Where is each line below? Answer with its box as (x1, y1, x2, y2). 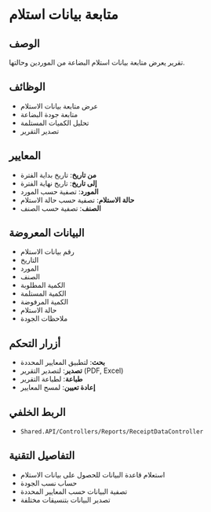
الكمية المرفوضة (20, 297, 69, 307)
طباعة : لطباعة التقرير (20, 374, 83, 384)
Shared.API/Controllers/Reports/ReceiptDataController (20, 428, 204, 436)
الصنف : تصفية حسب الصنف (20, 203, 101, 213)
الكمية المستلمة (20, 289, 67, 298)
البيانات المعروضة (9, 227, 85, 240)
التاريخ (20, 256, 39, 265)
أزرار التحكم (9, 337, 61, 350)
